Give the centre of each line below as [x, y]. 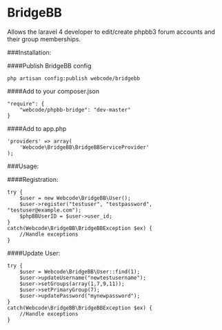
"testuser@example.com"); [44, 210]
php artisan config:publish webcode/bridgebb [73, 78]
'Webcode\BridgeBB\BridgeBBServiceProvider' [84, 147]
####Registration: [33, 179]
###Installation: [29, 52]
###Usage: [23, 166]
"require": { [26, 104]
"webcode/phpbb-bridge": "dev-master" [75, 110]
